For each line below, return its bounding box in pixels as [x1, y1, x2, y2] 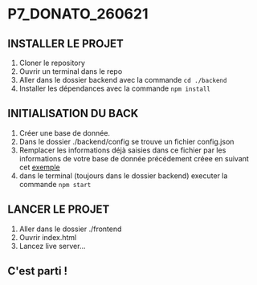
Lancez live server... [18, 241, 86, 250]
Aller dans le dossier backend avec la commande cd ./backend [18, 75, 227, 84]
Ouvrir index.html [18, 232, 77, 242]
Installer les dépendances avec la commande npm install [18, 83, 210, 93]
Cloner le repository [18, 58, 86, 67]
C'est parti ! [7, 264, 68, 278]
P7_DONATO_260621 [7, 5, 149, 23]
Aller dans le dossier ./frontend [18, 224, 122, 234]
